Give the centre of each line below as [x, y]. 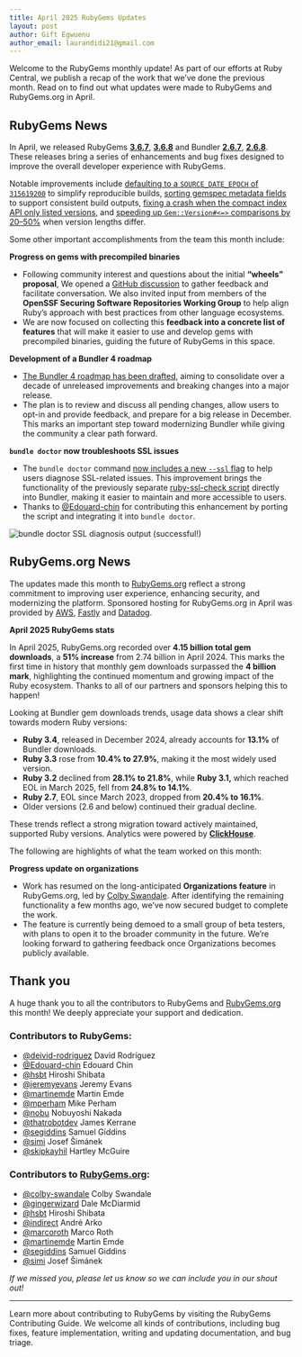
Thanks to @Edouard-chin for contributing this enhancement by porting [155, 507]
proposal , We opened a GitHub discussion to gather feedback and [145, 284]
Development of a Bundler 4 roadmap [81, 359]
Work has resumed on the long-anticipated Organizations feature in [149, 886]
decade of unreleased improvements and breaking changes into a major [155, 386]
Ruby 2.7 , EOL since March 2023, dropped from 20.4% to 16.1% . [143, 797]
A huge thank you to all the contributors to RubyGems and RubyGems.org [145, 1003]
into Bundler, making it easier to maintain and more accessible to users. [155, 497]
